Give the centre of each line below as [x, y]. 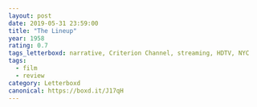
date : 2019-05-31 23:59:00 [53, 23]
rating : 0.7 [28, 46]
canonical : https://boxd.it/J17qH [66, 91]
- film [27, 68]
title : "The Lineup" [43, 31]
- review [30, 76]
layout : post [30, 16]
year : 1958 [27, 38]
